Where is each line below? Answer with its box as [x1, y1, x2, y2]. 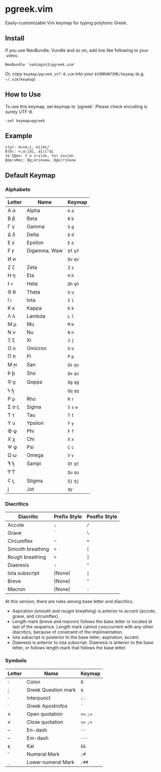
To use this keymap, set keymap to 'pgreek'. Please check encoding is [5, 103, 148, 109]
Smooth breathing [7, 546, 49, 553]
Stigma [27, 477, 43, 484]
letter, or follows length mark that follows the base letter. [12, 645, 127, 651]
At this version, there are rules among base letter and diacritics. [5, 599, 134, 604]
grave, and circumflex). [12, 613, 60, 619]
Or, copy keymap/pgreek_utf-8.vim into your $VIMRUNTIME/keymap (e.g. [5, 71, 145, 77]
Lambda [27, 313, 46, 320]
